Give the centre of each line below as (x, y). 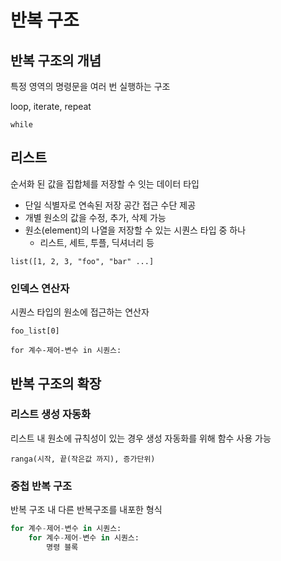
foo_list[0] (35, 331)
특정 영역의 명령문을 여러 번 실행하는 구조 (90, 86)
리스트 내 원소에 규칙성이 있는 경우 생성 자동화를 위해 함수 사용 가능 (141, 438)
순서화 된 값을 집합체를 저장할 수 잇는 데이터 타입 (105, 183)
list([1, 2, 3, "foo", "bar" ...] (82, 261)
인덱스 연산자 (40, 288)
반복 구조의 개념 (56, 60)
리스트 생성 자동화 (51, 414)
